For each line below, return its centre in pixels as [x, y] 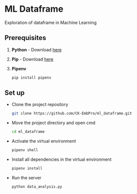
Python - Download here [37, 49]
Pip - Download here [32, 59]
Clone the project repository [40, 105]
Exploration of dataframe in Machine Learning [51, 22]
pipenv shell [25, 150]
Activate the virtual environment [44, 141]
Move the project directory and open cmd [53, 123]
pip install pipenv [31, 77]
